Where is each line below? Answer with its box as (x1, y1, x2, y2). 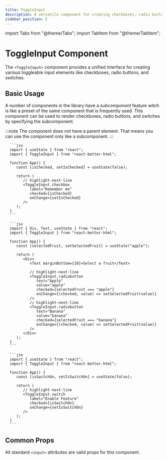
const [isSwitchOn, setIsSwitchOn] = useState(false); (16, 375, 133, 380)
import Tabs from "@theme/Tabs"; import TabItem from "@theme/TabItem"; (5, 30, 161, 36)
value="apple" (36, 283, 66, 288)
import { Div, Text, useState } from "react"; (9, 226, 108, 231)
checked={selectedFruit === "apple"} (36, 287, 114, 292)
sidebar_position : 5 (5, 16, 48, 21)
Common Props (5, 436, 55, 445)
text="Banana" (36, 309, 66, 314)
